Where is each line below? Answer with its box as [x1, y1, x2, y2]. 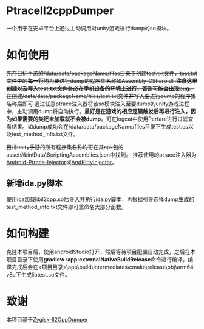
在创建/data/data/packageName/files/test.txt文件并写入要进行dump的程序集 [6, 92, 196, 99]
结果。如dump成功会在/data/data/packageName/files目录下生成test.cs [11, 122, 188, 130]
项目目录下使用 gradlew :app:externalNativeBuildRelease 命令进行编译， [6, 255, 188, 263]
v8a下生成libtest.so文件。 [6, 271, 71, 278]
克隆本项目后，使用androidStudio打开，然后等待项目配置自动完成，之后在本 [6, 248, 196, 255]
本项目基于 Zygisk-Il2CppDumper [6, 316, 88, 323]
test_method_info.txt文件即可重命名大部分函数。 [6, 203, 127, 210]
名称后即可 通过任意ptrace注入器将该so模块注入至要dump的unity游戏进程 [6, 100, 190, 107]
